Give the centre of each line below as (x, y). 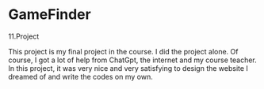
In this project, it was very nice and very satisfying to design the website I (128, 68)
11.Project (24, 36)
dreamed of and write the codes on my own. (80, 76)
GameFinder (50, 15)
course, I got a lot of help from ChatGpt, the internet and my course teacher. (133, 60)
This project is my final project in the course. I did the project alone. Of (123, 51)
